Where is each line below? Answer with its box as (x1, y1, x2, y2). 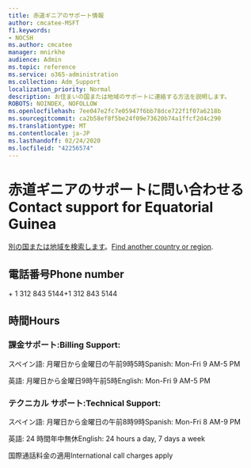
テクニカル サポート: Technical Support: (8, 398, 161, 409)
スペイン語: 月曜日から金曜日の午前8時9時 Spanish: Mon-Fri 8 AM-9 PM (8, 417, 241, 427)
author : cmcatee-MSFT (8, 19, 80, 27)
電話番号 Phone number (8, 267, 124, 281)
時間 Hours (8, 314, 60, 327)
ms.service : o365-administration (8, 70, 119, 78)
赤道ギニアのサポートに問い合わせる (8, 181, 245, 199)
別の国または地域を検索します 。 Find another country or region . (8, 242, 214, 252)
